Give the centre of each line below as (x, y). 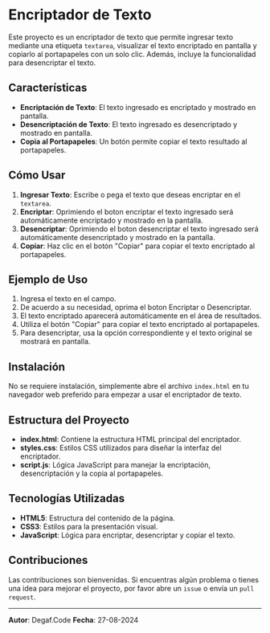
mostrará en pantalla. (55, 341)
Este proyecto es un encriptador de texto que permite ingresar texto (121, 37)
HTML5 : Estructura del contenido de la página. (97, 518)
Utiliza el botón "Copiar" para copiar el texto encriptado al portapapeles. (139, 325)
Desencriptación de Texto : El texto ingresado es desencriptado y (129, 124)
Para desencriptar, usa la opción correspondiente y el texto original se (136, 333)
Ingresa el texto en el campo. (68, 299)
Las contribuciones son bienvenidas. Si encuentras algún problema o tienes (134, 579)
